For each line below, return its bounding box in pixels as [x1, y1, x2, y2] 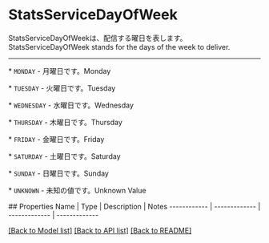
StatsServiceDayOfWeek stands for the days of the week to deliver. [8, 42, 231, 51]
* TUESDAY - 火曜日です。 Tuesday [8, 83, 116, 93]
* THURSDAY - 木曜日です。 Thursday [8, 117, 122, 127]
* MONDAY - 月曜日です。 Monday [8, 66, 111, 75]
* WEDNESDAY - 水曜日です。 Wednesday [8, 100, 134, 110]
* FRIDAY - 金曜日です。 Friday [8, 134, 105, 144]
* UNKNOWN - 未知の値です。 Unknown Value [8, 185, 147, 195]
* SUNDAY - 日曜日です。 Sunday [8, 168, 110, 178]
